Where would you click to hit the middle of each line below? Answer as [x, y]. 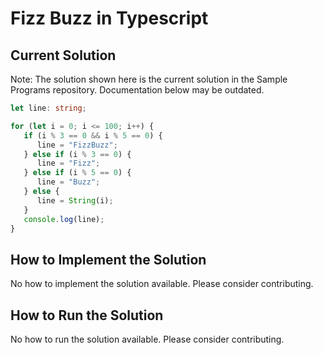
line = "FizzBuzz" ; [77, 145]
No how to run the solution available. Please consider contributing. [147, 339]
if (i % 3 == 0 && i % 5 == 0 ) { [93, 135]
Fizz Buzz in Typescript [109, 18]
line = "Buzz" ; [68, 182]
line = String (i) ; [75, 200]
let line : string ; [48, 108]
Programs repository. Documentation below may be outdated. [137, 90]
